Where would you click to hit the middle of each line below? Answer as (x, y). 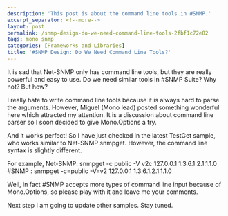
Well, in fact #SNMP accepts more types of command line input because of (114, 184)
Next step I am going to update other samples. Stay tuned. (90, 205)
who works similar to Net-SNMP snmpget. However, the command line (107, 143)
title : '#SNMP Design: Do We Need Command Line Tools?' (89, 53)
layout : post (26, 26)
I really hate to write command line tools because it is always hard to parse (113, 100)
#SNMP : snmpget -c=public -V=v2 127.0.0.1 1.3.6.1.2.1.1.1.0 (89, 171)
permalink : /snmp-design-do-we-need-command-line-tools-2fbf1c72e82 (108, 33)
